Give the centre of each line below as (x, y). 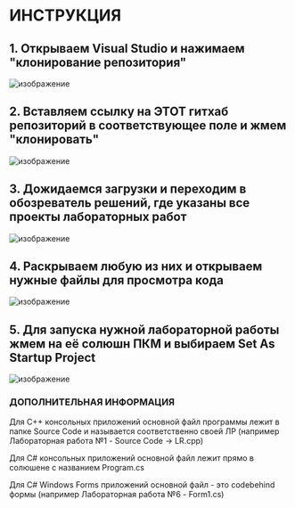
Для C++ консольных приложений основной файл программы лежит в (144, 422)
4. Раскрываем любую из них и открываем (136, 267)
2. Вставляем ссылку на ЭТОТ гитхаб (119, 112)
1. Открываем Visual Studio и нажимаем (127, 49)
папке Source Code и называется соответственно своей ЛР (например (144, 431)
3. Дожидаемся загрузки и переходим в (128, 189)
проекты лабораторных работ (98, 217)
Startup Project (53, 357)
